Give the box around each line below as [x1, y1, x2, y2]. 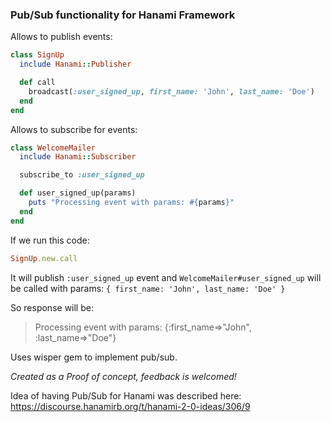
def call [19, 78, 56, 88]
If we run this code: [10, 234, 90, 246]
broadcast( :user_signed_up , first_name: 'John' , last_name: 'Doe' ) [28, 86, 315, 97]
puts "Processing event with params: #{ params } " [28, 198, 235, 208]
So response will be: [10, 301, 94, 313]
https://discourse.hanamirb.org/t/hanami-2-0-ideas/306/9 [10, 400, 251, 412]
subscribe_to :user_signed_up [19, 170, 145, 180]
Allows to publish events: [10, 31, 113, 43]
